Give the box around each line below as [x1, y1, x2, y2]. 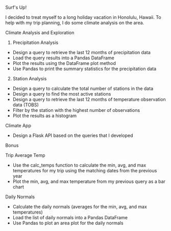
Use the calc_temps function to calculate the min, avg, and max [12, 162, 146, 168]
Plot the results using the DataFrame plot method [12, 60, 116, 66]
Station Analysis [12, 76, 47, 81]
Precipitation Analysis [12, 39, 59, 45]
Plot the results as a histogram [12, 112, 77, 119]
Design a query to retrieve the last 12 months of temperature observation [12, 97, 166, 102]
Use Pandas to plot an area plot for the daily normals [12, 220, 124, 226]
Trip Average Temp [5, 152, 45, 158]
